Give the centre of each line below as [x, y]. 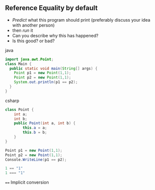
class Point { [20, 109]
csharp [12, 101]
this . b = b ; [35, 133]
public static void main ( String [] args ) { [53, 68]
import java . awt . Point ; [29, 59]
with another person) [33, 25]
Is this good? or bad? [33, 41]
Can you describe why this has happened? [55, 35]
